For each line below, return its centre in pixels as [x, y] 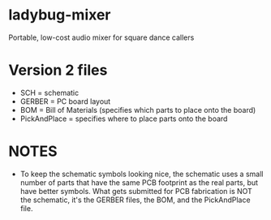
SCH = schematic [49, 93]
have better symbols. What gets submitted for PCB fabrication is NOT [136, 191]
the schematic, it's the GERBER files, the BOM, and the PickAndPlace [135, 200]
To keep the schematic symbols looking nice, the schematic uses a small [142, 174]
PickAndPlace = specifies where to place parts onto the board [124, 119]
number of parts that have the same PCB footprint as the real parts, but [139, 182]
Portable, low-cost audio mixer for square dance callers [101, 37]
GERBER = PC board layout [65, 101]
